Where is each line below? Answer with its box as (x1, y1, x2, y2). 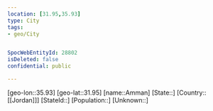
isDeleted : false (7, 56, 59, 63)
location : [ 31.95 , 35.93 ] (7, 10, 81, 18)
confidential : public (7, 63, 72, 70)
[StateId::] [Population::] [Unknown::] (40, 95, 149, 104)
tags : (7, 23, 23, 31)
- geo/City (7, 30, 40, 38)
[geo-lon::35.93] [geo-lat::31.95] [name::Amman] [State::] (7, 88, 175, 97)
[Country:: (176, 88, 207, 97)
